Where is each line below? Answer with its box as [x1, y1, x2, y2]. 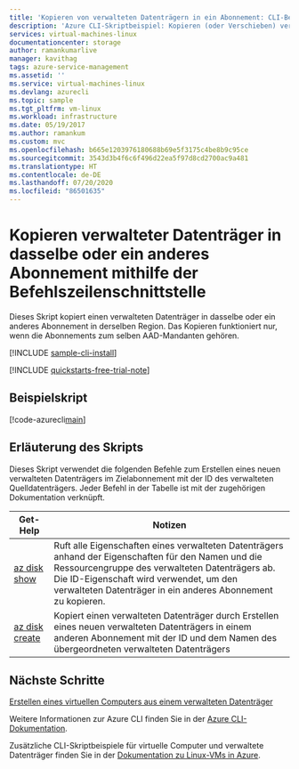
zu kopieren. [53, 595, 106, 607]
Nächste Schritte [9, 673, 105, 688]
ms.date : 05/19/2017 [9, 121, 86, 130]
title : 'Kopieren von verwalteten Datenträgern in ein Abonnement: [9, 12, 265, 22]
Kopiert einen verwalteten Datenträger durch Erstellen [53, 609, 279, 621]
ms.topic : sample [9, 95, 74, 105]
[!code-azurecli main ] [9, 414, 86, 425]
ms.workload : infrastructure [9, 112, 117, 121]
